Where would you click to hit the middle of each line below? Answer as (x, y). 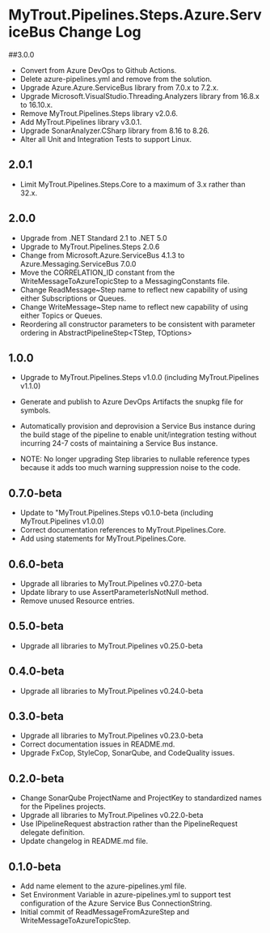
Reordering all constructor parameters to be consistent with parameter (137, 324)
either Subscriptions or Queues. (73, 298)
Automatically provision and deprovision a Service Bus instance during (138, 426)
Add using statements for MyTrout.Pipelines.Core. (103, 539)
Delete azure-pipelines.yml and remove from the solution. (116, 79)
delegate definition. (52, 832)
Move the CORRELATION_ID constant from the (97, 272)
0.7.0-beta (35, 493)
